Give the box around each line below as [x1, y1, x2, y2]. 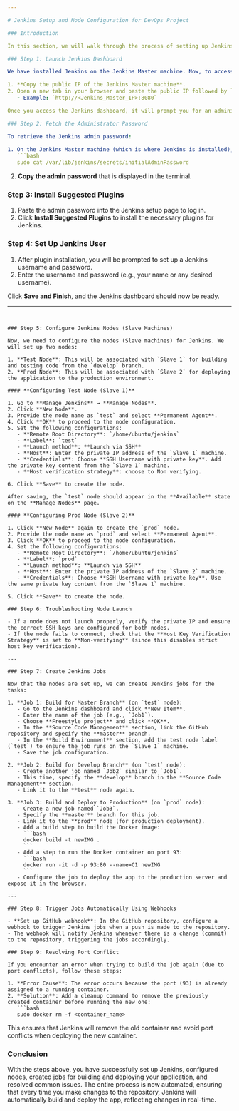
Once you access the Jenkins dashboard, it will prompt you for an [7, 107, 212, 114]
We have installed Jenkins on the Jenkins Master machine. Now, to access [7, 68, 234, 76]
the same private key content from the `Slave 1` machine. [7, 580, 186, 588]
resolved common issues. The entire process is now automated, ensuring [7, 1080, 223, 1089]
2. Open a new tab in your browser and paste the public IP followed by [7, 88, 228, 95]
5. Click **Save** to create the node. [7, 593, 126, 600]
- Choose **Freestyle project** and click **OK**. [16, 717, 171, 725]
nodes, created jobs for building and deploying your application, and [7, 1072, 208, 1081]
